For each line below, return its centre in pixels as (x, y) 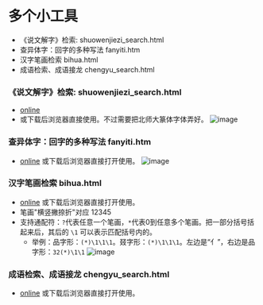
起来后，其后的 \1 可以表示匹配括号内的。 (88, 232)
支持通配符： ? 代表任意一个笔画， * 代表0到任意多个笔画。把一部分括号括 (137, 222)
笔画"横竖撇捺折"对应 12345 (66, 212)
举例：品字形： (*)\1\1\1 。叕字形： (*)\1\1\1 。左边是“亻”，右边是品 (143, 241)
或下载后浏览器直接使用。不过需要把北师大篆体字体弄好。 (114, 119)
